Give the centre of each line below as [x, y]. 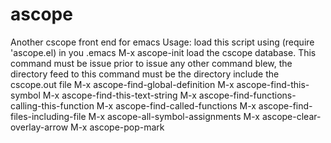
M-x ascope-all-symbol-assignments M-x [174, 116]
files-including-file [48, 116]
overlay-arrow [39, 127]
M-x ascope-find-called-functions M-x [176, 105]
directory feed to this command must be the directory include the [145, 74]
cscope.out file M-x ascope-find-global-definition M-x [122, 84]
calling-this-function [52, 105]
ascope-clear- [291, 116]
